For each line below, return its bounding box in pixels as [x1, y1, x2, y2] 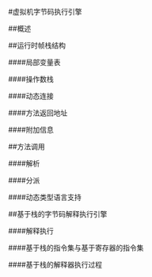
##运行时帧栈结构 [8, 40, 66, 50]
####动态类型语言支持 [8, 193, 82, 202]
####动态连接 [8, 91, 54, 101]
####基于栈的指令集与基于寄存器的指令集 [8, 243, 144, 252]
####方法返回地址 [8, 108, 68, 117]
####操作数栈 [8, 75, 54, 83]
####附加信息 [8, 125, 54, 134]
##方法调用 [8, 142, 45, 151]
